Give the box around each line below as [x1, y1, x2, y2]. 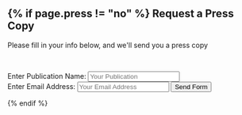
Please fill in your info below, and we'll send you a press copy [7, 40, 208, 50]
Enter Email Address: [7, 81, 76, 91]
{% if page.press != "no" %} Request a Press [7, 7, 235, 20]
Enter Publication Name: [7, 71, 86, 80]
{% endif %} [7, 98, 48, 108]
